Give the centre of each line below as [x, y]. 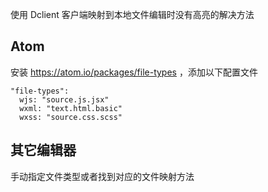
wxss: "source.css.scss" [71, 117]
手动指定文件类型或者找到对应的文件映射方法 [102, 176]
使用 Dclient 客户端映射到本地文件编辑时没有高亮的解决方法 [132, 14]
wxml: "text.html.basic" [71, 108]
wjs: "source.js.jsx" [64, 99]
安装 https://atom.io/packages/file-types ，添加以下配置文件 [134, 72]
